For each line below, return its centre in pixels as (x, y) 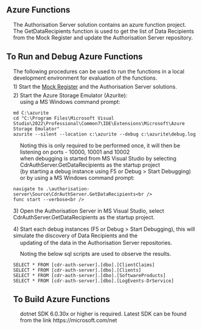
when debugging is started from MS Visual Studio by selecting (98, 158)
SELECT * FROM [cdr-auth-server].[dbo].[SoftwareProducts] (89, 275)
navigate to (28, 189)
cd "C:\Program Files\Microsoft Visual (64, 118)
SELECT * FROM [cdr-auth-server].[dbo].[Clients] (77, 270)
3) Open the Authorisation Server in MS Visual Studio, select (89, 211)
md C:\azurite (31, 113)
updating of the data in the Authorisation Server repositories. (96, 242)
